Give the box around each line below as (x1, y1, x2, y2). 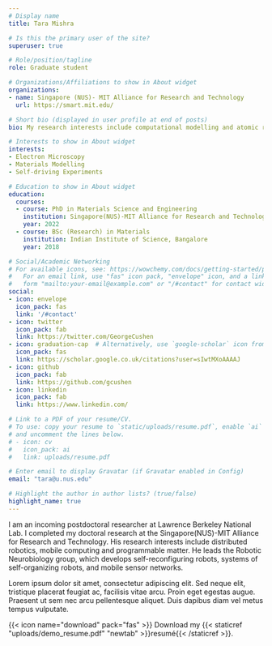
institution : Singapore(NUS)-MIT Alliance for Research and (23, 212, 230, 221)
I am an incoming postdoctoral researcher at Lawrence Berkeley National (8, 520, 252, 529)
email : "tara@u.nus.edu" (8, 475, 92, 483)
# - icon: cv (8, 438, 53, 446)
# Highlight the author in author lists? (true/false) (8, 490, 198, 498)
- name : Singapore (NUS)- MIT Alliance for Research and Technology (8, 93, 244, 101)
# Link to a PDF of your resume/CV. (8, 415, 132, 424)
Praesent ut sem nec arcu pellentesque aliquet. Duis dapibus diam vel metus (8, 595, 264, 605)
